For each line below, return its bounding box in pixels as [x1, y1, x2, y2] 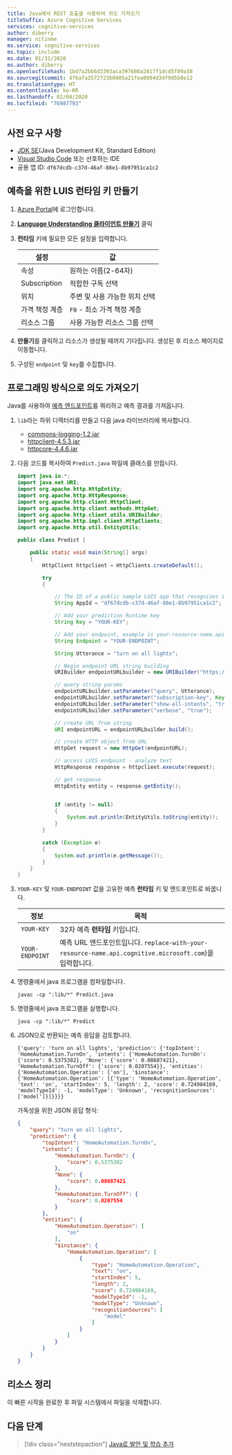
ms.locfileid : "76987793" [7, 100, 81, 107]
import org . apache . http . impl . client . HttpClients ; [17, 517, 164, 525]
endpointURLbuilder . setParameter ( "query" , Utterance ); [54, 688, 216, 695]
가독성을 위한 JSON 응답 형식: [17, 1106, 99, 1114]
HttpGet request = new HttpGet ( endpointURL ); [54, 745, 188, 752]
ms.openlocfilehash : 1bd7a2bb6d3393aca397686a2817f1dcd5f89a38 [7, 68, 193, 75]
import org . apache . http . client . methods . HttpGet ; [17, 505, 160, 512]
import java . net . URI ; [17, 479, 80, 486]
